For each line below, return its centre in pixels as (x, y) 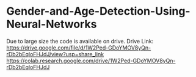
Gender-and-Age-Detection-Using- (98, 11)
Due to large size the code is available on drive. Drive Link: (80, 41)
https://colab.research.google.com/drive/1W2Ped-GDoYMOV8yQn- (91, 61)
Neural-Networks (52, 24)
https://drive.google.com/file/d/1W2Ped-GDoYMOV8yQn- (79, 48)
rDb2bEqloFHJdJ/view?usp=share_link (55, 54)
